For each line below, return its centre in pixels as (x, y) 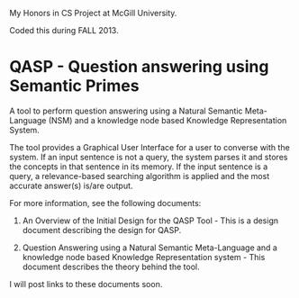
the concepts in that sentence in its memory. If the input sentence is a (139, 167)
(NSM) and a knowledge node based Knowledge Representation (168, 120)
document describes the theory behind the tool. (111, 266)
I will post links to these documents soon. (86, 284)
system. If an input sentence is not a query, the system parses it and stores (149, 157)
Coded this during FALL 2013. (64, 30)
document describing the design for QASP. (102, 230)
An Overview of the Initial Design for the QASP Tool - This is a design (150, 221)
